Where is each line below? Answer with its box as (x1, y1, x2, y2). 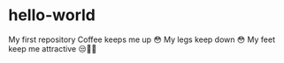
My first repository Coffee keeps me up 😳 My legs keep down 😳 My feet (8, 34, 276, 45)
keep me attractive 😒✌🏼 (8, 43, 97, 53)
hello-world (8, 5, 96, 25)
